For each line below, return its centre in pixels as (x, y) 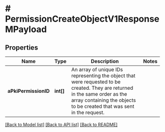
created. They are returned (102, 88)
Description (105, 61)
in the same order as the (99, 94)
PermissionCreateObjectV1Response (82, 19)
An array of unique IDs (97, 69)
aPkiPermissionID (29, 91)
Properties (22, 47)
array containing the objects (103, 100)
